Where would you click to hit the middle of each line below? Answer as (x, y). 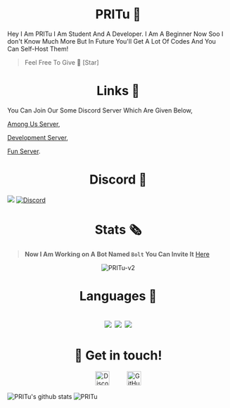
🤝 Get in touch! (118, 356)
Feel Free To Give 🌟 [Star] (62, 62)
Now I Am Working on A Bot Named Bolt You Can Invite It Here (117, 254)
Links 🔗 (118, 91)
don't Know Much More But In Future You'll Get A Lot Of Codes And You (112, 41)
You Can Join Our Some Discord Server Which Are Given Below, (100, 110)
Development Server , (38, 137)
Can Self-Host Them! (38, 49)
